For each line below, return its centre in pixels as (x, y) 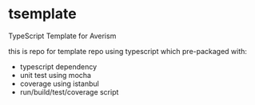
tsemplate (43, 14)
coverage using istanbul (60, 84)
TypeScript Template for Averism (62, 36)
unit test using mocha (56, 75)
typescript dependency (58, 66)
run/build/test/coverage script (69, 91)
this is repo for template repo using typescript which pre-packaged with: (128, 51)
